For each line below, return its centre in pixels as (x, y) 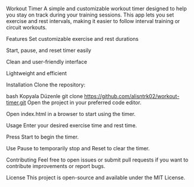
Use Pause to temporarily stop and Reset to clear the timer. (78, 148)
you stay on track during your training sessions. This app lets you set (90, 15)
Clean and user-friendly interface (47, 62)
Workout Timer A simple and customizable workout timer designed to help (97, 9)
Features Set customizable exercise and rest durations (72, 39)
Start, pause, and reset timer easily (49, 50)
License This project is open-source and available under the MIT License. (96, 178)
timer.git (16, 102)
